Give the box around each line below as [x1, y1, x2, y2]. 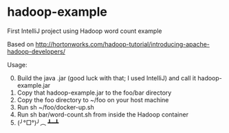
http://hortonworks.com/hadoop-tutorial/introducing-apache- [35, 40, 210, 48]
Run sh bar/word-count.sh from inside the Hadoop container [17, 110, 189, 119]
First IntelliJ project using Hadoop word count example [7, 27, 162, 35]
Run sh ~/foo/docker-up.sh [17, 103, 95, 111]
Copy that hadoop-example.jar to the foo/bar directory [17, 88, 172, 97]
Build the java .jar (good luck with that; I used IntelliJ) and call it [17, 73, 197, 82]
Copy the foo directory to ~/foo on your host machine [17, 95, 169, 104]
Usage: [7, 60, 28, 69]
